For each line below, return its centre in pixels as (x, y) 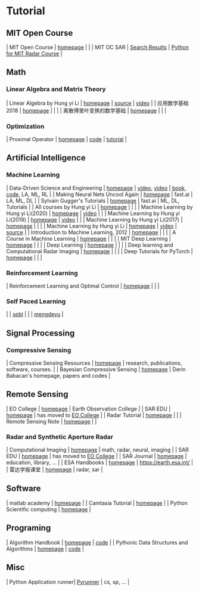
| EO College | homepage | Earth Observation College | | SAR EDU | (88, 409)
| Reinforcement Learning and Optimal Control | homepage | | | (83, 286)
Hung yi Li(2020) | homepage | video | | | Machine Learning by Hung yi (93, 213)
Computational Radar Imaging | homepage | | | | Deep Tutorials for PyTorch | (99, 251)
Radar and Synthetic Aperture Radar (60, 437)
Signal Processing (41, 333)
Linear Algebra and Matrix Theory (56, 89)
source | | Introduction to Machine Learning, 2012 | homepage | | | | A (91, 232)
